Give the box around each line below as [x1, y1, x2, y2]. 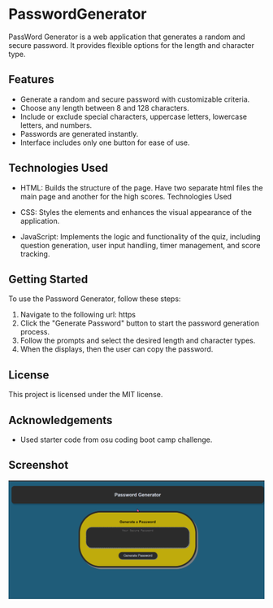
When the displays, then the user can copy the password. [19, 344, 214, 354]
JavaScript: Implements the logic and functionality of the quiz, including [19, 231, 262, 241]
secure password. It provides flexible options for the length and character [8, 40, 254, 50]
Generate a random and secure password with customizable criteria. [19, 94, 250, 104]
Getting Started [8, 272, 89, 286]
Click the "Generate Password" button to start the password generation [19, 318, 260, 328]
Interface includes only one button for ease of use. [19, 138, 190, 147]
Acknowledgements [8, 413, 113, 427]
